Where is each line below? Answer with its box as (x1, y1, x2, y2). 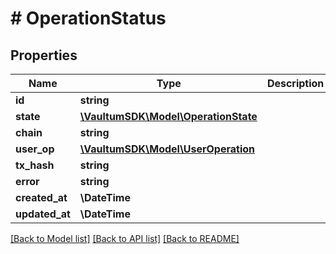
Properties (10, 47, 78, 64)
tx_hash (15, 158, 55, 172)
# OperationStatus (10, 7, 167, 30)
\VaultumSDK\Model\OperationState (79, 110, 258, 123)
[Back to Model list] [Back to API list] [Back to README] (10, 233, 240, 244)
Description (266, 77, 325, 90)
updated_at (15, 207, 71, 221)
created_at (15, 191, 68, 204)
